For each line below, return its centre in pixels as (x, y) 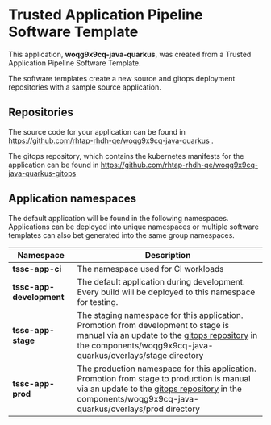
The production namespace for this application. (167, 369)
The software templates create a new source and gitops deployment (122, 78)
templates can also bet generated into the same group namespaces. (122, 235)
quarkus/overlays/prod (120, 409)
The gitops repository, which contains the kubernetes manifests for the (126, 156)
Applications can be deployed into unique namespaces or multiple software (134, 227)
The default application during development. (161, 281)
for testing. (98, 302)
